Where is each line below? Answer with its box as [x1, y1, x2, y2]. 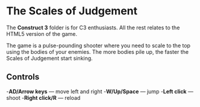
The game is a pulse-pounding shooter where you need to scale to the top [6, 42, 191, 49]
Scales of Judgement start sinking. [6, 54, 93, 62]
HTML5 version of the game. [6, 30, 78, 37]
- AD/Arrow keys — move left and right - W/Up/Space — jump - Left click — [6, 88, 194, 95]
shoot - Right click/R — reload [6, 94, 81, 101]
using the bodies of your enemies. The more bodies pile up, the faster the [6, 48, 189, 55]
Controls [6, 72, 40, 82]
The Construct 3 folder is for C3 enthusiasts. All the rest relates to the [6, 24, 180, 31]
